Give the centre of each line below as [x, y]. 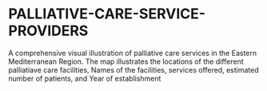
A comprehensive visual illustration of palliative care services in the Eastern [133, 53]
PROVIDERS [48, 31]
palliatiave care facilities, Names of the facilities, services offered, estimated [133, 69]
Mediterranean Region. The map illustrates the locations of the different [126, 61]
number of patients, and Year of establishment [85, 78]
